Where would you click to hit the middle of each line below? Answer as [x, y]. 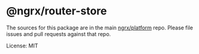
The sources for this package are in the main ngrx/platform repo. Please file [100, 28]
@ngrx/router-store [57, 11]
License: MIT [22, 46]
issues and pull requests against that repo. [58, 34]
